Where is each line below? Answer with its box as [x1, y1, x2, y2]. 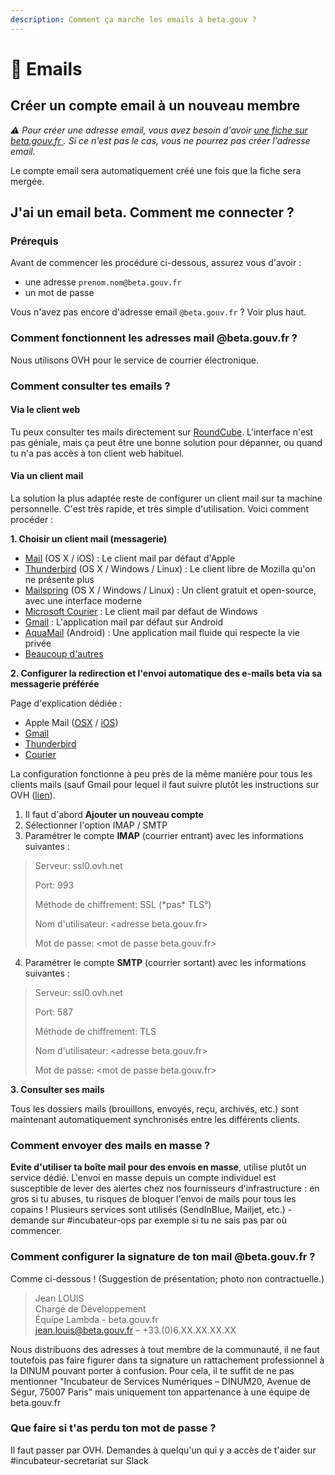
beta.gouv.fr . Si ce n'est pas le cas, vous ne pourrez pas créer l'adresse [10, 134, 311, 146]
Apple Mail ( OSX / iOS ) [24, 716, 119, 728]
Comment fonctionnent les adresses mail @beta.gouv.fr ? [10, 331, 298, 345]
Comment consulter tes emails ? [10, 379, 171, 393]
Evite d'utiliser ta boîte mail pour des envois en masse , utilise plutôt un [10, 1161, 307, 1173]
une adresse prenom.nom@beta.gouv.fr [24, 276, 182, 288]
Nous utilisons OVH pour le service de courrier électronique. [10, 354, 259, 366]
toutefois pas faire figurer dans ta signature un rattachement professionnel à [10, 1354, 325, 1366]
